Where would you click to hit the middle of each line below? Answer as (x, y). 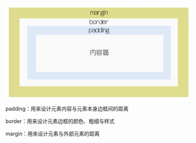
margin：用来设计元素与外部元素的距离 (53, 134)
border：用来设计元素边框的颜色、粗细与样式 (60, 121)
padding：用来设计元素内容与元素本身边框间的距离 (67, 109)
